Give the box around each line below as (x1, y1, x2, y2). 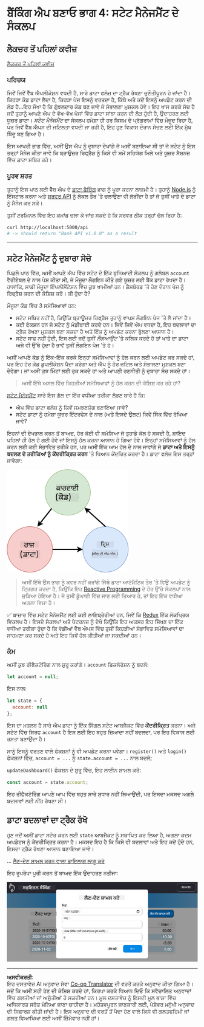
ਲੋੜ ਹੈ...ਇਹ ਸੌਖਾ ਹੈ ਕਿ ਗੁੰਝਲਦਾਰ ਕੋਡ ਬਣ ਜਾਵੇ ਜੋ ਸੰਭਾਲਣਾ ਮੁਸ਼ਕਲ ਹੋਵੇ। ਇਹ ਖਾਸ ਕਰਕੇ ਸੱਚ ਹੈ (7, 103, 196, 111)
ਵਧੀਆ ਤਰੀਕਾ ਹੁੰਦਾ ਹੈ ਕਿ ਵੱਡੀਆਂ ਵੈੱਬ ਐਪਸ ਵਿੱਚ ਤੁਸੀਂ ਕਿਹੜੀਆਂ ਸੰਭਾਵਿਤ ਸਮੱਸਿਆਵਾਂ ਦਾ (7, 625, 184, 632)
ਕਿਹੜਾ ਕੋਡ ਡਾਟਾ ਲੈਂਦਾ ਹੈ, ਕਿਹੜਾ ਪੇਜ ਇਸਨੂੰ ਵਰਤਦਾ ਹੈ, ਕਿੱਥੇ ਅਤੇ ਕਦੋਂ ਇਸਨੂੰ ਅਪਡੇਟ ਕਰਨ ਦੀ (7, 96, 192, 103)
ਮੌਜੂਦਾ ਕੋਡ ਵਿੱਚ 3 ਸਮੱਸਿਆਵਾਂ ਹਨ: (7, 302, 77, 309)
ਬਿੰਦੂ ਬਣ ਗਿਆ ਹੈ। (7, 131, 45, 138)
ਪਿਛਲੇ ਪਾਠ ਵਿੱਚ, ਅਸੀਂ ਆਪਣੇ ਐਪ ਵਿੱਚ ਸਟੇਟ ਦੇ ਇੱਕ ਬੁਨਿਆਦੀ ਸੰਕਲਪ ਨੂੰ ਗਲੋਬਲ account (7, 269, 189, 276)
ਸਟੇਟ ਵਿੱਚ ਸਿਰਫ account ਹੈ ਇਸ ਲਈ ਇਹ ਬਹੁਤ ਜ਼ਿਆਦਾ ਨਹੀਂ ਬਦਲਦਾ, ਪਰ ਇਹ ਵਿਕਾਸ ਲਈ (7, 728, 195, 735)
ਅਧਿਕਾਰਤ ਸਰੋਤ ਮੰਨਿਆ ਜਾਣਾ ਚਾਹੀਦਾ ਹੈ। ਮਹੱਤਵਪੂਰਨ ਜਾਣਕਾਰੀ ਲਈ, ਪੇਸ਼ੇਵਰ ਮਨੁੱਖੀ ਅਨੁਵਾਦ (7, 1000, 195, 1008)
